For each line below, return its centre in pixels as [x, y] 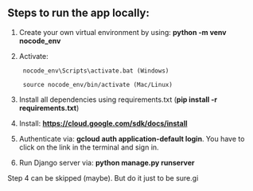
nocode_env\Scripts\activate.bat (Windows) [96, 71]
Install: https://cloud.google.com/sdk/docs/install [103, 123]
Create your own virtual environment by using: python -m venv [123, 32]
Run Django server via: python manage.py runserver [107, 162]
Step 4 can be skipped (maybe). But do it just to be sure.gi [103, 177]
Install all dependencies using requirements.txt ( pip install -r [118, 99]
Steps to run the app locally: [79, 13]
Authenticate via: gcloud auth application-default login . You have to [132, 138]
